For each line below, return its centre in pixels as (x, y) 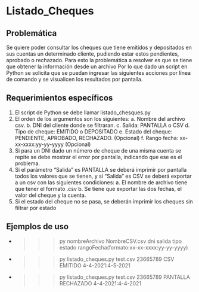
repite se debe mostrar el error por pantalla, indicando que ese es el (98, 157)
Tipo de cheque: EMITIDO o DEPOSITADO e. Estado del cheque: (94, 131)
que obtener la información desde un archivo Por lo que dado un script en (97, 66)
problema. (27, 163)
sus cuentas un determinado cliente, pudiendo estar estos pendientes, (93, 54)
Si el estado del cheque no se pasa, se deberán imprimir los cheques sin (104, 201)
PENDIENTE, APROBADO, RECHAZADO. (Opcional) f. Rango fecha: (97, 138)
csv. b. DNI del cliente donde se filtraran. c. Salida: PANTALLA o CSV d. (102, 125)
